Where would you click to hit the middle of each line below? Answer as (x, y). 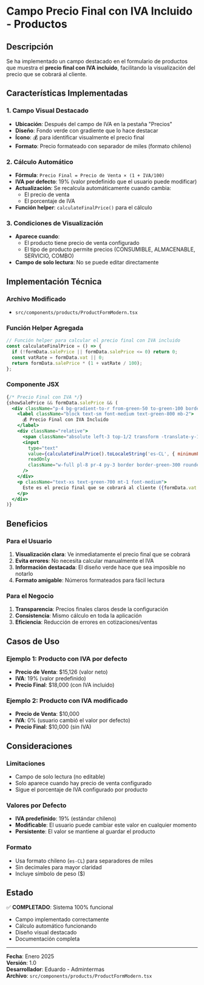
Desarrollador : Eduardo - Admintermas (56, 969)
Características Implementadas (67, 94)
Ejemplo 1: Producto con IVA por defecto (67, 658)
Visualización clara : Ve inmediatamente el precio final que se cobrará (103, 554)
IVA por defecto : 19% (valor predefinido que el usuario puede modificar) (106, 182)
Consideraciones (39, 746)
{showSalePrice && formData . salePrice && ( (62, 403)
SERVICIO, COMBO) (49, 256)
